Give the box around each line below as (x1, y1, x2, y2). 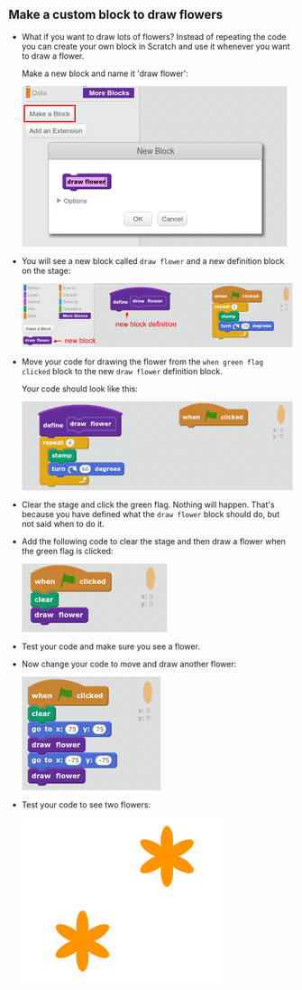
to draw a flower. (21, 50, 85, 61)
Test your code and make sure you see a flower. (21, 641, 200, 652)
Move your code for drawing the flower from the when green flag (21, 356, 263, 367)
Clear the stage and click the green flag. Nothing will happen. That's (21, 499, 276, 510)
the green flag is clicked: (21, 546, 114, 557)
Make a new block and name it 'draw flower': (21, 68, 188, 79)
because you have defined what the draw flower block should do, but (21, 509, 280, 520)
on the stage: (21, 265, 71, 276)
